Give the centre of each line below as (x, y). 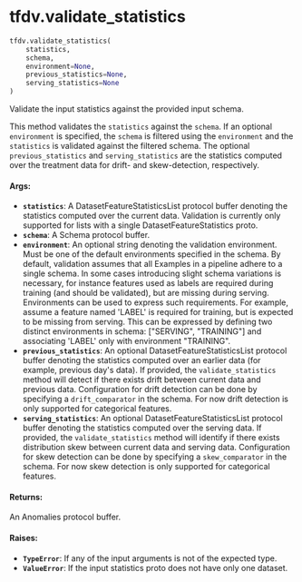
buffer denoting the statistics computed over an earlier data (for (141, 360)
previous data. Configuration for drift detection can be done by (140, 390)
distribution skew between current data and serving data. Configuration (156, 448)
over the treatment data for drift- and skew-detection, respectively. (135, 165)
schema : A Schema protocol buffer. (86, 235)
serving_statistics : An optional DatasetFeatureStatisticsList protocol (152, 419)
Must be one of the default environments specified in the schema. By (151, 254)
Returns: (26, 497)
